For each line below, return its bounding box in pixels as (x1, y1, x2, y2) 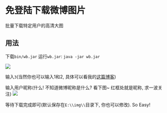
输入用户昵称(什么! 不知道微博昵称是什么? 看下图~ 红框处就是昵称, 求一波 (5, 84, 158, 91)
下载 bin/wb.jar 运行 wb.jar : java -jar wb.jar (5, 53, 100, 59)
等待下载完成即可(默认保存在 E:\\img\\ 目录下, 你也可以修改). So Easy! (5, 101, 151, 107)
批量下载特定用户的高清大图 (5, 22, 64, 29)
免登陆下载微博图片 (5, 5, 86, 16)
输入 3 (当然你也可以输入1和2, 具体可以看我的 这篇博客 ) (5, 73, 116, 79)
